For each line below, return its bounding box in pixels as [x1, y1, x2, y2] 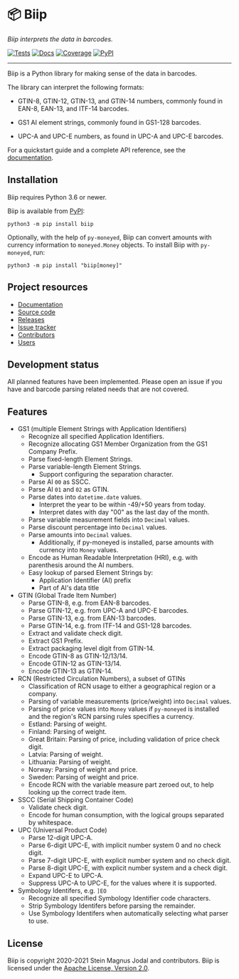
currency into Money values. [38, 546, 119, 554]
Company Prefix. [28, 447, 78, 456]
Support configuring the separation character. [38, 470, 174, 479]
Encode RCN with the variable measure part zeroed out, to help [28, 780, 215, 789]
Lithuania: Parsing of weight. [28, 757, 112, 767]
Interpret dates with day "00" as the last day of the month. [38, 508, 210, 517]
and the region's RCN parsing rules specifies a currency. [28, 713, 194, 721]
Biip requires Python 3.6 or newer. [7, 192, 107, 201]
